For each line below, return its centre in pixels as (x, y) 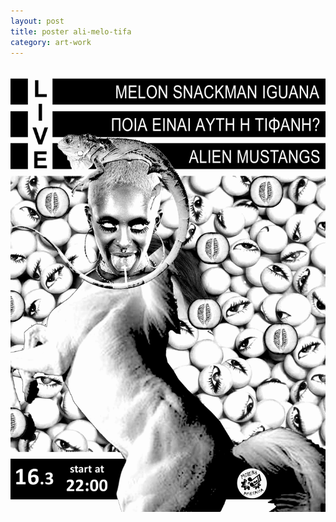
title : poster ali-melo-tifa (71, 31)
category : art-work (51, 42)
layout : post (37, 21)
